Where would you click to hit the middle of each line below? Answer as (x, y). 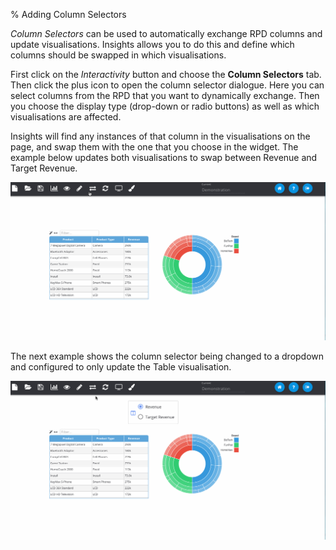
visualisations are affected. (66, 117)
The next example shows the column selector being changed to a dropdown (167, 356)
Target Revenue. (44, 168)
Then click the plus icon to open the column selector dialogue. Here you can (167, 85)
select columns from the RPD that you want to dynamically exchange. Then (165, 95)
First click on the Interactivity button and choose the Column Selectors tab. (166, 74)
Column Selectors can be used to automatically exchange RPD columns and (166, 33)
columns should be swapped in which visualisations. (118, 55)
